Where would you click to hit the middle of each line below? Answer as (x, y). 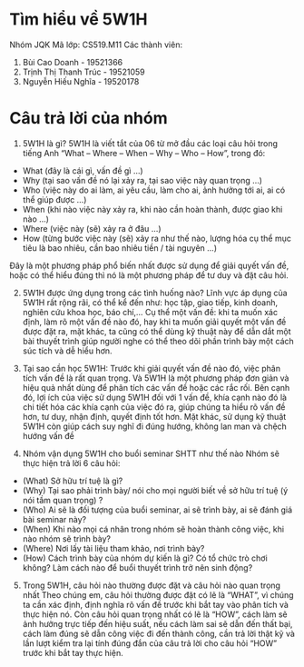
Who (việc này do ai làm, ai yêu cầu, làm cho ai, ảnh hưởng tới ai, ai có (154, 190)
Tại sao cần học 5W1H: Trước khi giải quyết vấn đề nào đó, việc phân (152, 368)
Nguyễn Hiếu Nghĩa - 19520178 (81, 81)
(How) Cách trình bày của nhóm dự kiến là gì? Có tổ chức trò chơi (145, 558)
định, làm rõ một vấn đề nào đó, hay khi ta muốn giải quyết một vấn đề (154, 322)
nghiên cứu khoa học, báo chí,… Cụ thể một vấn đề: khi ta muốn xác (150, 312)
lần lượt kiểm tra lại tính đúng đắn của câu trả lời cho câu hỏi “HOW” (150, 643)
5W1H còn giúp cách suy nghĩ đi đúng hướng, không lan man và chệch (155, 426)
